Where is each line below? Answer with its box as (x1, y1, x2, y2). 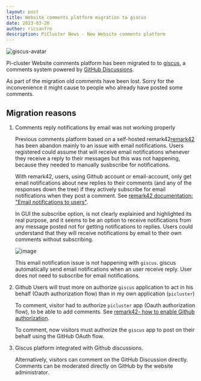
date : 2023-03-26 (6, 20, 50, 26)
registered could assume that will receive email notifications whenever (14, 148, 190, 156)
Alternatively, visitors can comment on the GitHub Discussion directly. (14, 356, 188, 363)
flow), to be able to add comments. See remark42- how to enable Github (14, 308, 195, 315)
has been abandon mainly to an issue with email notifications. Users (14, 142, 184, 149)
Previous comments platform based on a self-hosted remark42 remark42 (14, 135, 195, 142)
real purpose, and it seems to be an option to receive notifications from (14, 216, 191, 224)
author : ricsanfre (6, 25, 52, 32)
